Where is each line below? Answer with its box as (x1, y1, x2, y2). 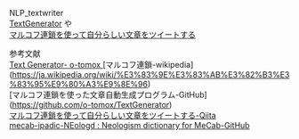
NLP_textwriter (9, 8, 64, 18)
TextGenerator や (9, 18, 73, 29)
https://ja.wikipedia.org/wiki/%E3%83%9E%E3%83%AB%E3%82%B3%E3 (12, 69, 290, 79)
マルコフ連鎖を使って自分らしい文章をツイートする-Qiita (9, 110, 216, 120)
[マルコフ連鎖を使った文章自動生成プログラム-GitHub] (9, 89, 207, 100)
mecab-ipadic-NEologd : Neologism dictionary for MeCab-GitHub (9, 120, 251, 130)
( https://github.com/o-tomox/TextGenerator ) (9, 100, 173, 110)
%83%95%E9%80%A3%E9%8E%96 (9, 79, 149, 89)
